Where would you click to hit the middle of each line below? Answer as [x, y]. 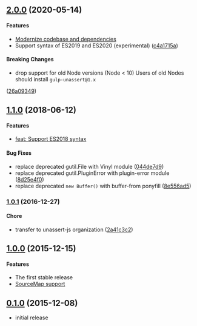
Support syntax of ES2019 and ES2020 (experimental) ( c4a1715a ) [97, 46]
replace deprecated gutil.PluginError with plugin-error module [92, 173]
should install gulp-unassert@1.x [55, 79]
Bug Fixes [19, 153]
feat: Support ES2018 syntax [51, 139]
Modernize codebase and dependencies [65, 39]
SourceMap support [40, 284]
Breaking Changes [30, 59]
